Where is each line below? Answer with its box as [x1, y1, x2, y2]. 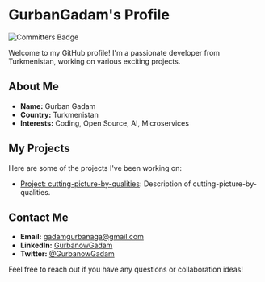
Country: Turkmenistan [19, 110, 99, 119]
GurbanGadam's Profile [8, 6, 170, 24]
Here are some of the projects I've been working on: [8, 163, 183, 172]
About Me [8, 80, 59, 93]
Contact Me [8, 210, 69, 224]
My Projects [8, 142, 70, 156]
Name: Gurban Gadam [19, 101, 96, 110]
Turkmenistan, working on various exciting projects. [8, 56, 181, 66]
